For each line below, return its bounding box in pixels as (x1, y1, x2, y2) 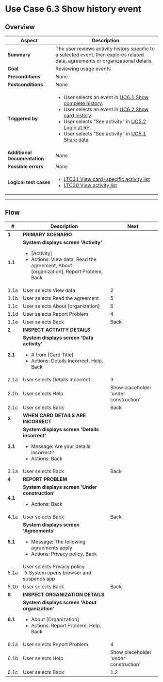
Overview (5, 23, 35, 31)
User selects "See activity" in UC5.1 (64, 130, 147, 137)
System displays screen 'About (22, 599, 97, 606)
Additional (7, 149, 32, 156)
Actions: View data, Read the (31, 256, 97, 263)
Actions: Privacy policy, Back (31, 550, 97, 557)
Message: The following (31, 538, 86, 545)
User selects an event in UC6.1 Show (64, 94, 149, 101)
